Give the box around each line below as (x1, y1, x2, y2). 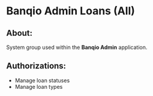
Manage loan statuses (14, 76, 70, 84)
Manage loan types (14, 83, 63, 90)
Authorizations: (6, 61, 67, 71)
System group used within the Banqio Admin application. (6, 44, 148, 51)
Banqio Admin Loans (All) (6, 4, 135, 18)
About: (6, 28, 33, 38)
